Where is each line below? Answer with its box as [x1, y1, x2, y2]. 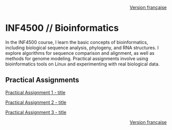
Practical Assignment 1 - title [5, 89, 66, 95]
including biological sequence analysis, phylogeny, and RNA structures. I [5, 45, 159, 51]
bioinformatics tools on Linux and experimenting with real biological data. [5, 61, 160, 67]
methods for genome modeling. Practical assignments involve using [5, 55, 148, 61]
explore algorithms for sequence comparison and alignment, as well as [5, 50, 155, 56]
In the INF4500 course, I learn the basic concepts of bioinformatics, [5, 39, 148, 45]
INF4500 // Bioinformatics [5, 23, 119, 34]
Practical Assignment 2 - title [5, 99, 67, 105]
